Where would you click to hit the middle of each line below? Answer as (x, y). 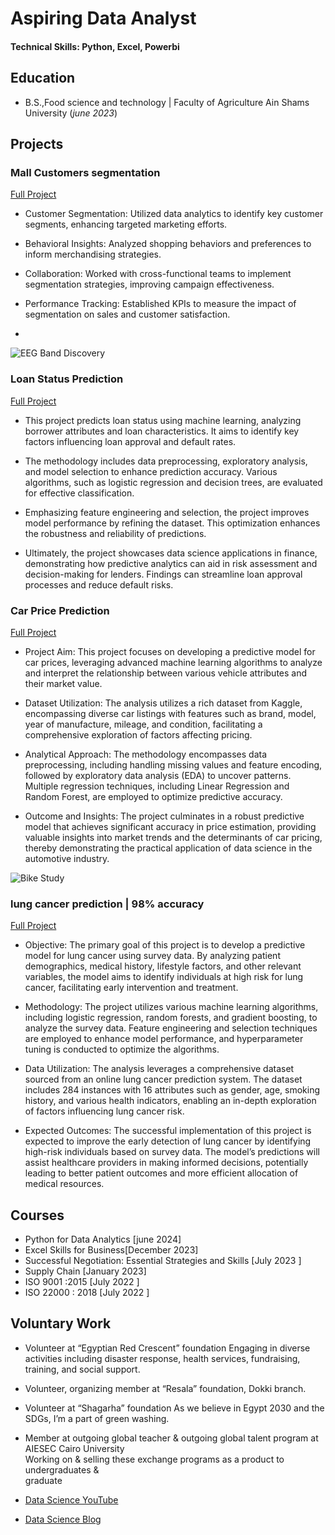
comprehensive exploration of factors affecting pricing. (138, 734)
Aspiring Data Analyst (103, 18)
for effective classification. (79, 493)
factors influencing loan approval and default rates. (130, 441)
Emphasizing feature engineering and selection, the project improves (167, 512)
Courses (37, 1215)
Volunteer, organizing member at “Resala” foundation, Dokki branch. (165, 1388)
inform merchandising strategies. (93, 254)
